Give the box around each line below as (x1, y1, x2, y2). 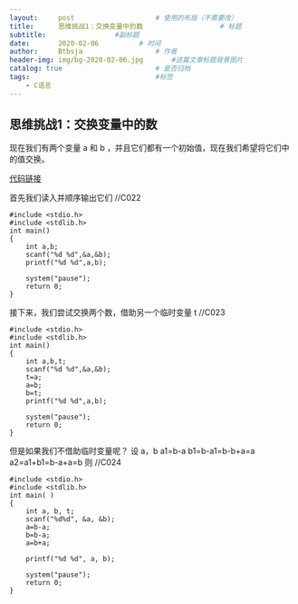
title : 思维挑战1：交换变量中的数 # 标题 (9, 22, 242, 31)
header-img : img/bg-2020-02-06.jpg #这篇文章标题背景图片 (9, 55, 244, 64)
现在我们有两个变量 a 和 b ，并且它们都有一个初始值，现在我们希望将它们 (9, 143, 283, 153)
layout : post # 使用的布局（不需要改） (9, 13, 238, 23)
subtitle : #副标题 (9, 30, 139, 39)
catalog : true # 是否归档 (9, 64, 191, 74)
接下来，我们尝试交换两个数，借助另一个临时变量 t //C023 (9, 307, 226, 318)
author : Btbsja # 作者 (9, 47, 178, 56)
